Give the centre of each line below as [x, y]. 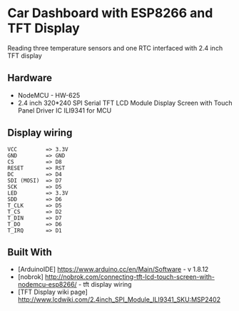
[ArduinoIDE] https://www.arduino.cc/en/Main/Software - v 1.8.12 [113, 270]
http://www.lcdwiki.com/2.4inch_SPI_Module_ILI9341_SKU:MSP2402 [119, 300]
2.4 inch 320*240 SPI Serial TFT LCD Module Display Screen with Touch [125, 103]
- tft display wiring [105, 285]
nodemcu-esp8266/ [47, 285]
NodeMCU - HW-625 [49, 95]
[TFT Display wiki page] [52, 292]
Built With [30, 252]
